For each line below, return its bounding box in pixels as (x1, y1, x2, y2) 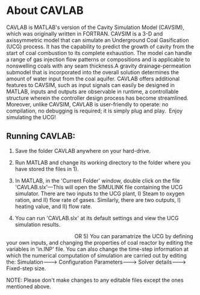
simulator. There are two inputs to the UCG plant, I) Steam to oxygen (14, 190, 185, 197)
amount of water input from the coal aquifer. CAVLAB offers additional (6, 75, 180, 82)
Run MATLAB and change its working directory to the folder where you (14, 158, 191, 166)
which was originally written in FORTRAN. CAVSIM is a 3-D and (6, 30, 163, 37)
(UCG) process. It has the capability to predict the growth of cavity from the (6, 43, 195, 50)
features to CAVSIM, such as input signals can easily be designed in (6, 81, 175, 88)
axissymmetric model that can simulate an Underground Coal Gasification (6, 36, 189, 44)
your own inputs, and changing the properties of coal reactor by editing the (6, 239, 193, 246)
